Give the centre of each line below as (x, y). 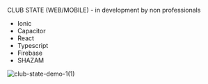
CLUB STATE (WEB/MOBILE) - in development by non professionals (104, 10)
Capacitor (31, 31)
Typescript (33, 45)
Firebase (30, 53)
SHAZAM (30, 60)
